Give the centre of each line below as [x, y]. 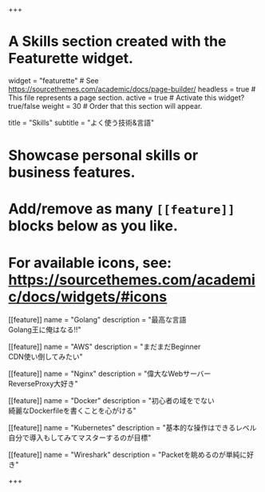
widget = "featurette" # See [53, 80]
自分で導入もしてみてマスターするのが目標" [80, 438]
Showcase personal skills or [103, 156]
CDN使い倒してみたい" [45, 357]
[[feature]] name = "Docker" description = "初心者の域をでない [111, 401]
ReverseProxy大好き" [43, 384]
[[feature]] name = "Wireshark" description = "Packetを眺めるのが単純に [128, 455]
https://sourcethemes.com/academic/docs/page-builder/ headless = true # [132, 89]
